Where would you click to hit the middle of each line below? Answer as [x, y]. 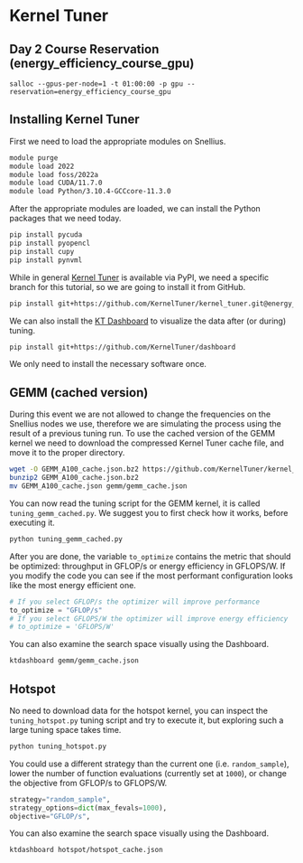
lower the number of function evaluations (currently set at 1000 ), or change [148, 773]
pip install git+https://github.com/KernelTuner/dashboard [123, 347]
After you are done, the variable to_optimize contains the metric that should [150, 556]
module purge [34, 158]
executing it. [32, 522]
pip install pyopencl [50, 244]
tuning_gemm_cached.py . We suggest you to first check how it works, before [149, 512]
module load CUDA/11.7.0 [56, 183]
